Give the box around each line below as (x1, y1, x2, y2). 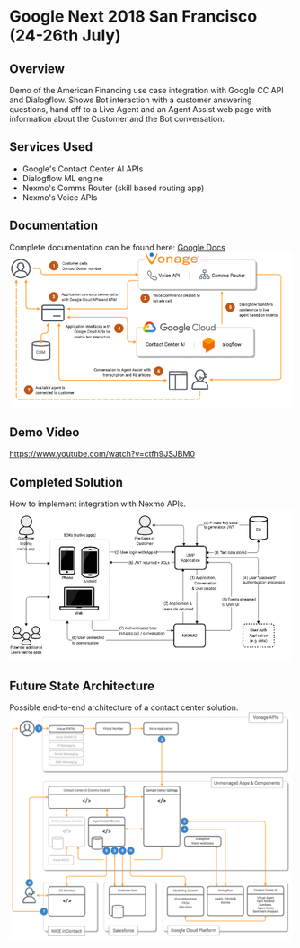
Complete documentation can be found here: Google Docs (9, 241, 226, 252)
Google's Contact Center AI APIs (22, 163, 144, 174)
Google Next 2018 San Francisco (9, 6, 258, 27)
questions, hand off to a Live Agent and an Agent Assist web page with (9, 104, 272, 114)
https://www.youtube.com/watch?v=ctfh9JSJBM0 (9, 449, 196, 460)
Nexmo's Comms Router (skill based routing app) (22, 182, 205, 193)
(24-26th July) (9, 25, 121, 46)
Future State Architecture (9, 678, 155, 693)
